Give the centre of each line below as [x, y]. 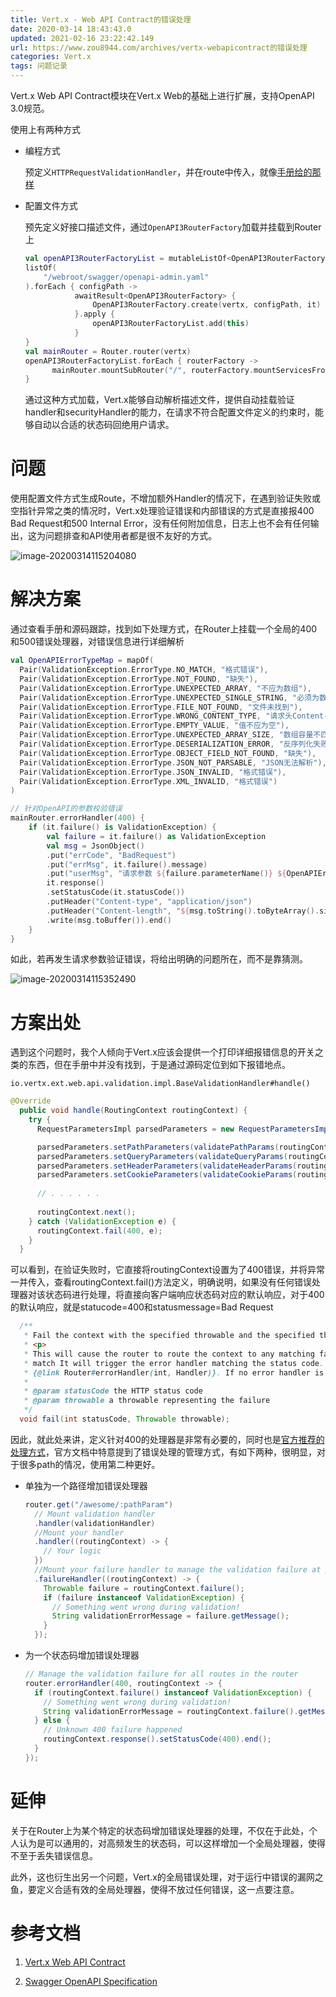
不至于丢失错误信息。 [54, 1855]
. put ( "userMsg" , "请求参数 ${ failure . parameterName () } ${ [166, 874]
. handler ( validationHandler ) [95, 1523]
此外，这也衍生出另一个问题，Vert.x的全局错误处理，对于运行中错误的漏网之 [167, 1877]
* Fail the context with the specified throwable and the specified [169, 1336]
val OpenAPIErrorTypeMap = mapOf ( [82, 661]
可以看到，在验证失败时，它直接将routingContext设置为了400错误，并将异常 [167, 1270]
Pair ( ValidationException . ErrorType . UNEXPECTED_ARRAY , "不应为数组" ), [165, 688]
